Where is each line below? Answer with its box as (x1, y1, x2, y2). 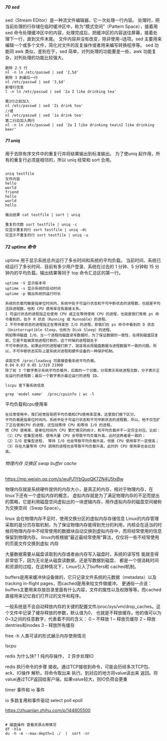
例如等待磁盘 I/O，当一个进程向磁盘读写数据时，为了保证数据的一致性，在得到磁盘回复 (5, 332, 159, 338)
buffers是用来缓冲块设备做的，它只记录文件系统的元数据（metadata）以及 (5, 574, 157, 580)
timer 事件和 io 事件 (5, 687, 45, 693)
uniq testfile (5, 171, 35, 176)
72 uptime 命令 (5, 244, 36, 249)
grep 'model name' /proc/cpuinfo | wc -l (5, 392, 94, 397)
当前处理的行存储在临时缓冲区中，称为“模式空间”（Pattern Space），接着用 (5, 23, 158, 29)
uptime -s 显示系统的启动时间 (5, 286, 61, 291)
